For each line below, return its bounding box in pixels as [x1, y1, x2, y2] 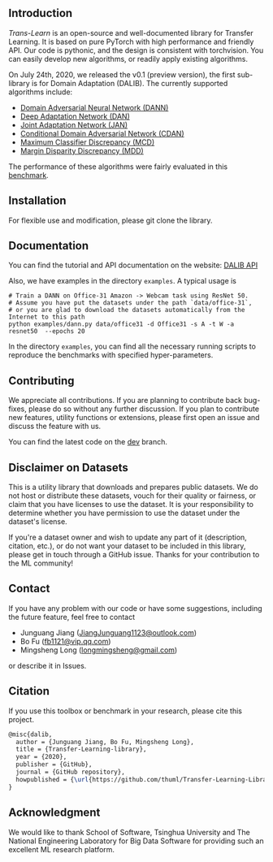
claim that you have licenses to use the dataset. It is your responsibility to [8, 500, 254, 509]
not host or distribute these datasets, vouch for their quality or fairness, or [8, 491, 257, 500]
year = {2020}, [15, 753, 67, 761]
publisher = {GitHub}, [15, 760, 93, 769]
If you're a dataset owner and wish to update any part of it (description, [8, 532, 248, 543]
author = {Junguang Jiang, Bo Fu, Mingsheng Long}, [15, 738, 195, 746]
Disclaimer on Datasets [8, 461, 128, 474]
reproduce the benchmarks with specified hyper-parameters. [8, 350, 214, 360]
